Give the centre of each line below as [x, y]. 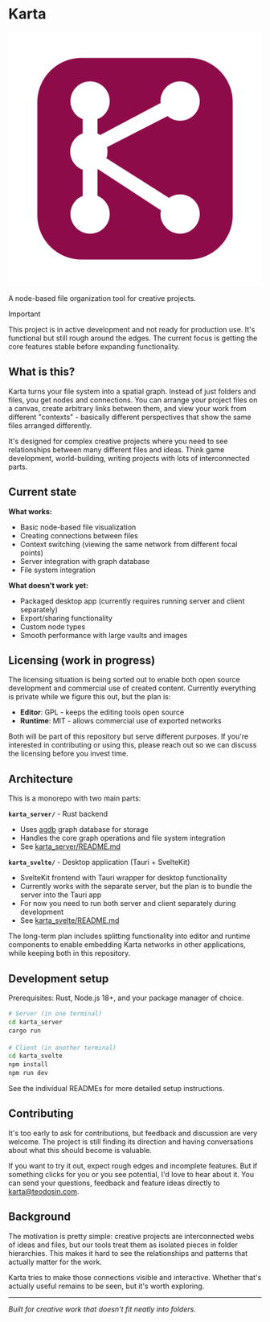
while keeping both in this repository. [70, 953]
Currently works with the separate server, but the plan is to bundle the [136, 887]
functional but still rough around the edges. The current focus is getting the [133, 338]
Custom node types [53, 626]
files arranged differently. [50, 425]
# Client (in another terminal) [62, 1048]
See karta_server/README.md [70, 846]
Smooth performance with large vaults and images [104, 635]
